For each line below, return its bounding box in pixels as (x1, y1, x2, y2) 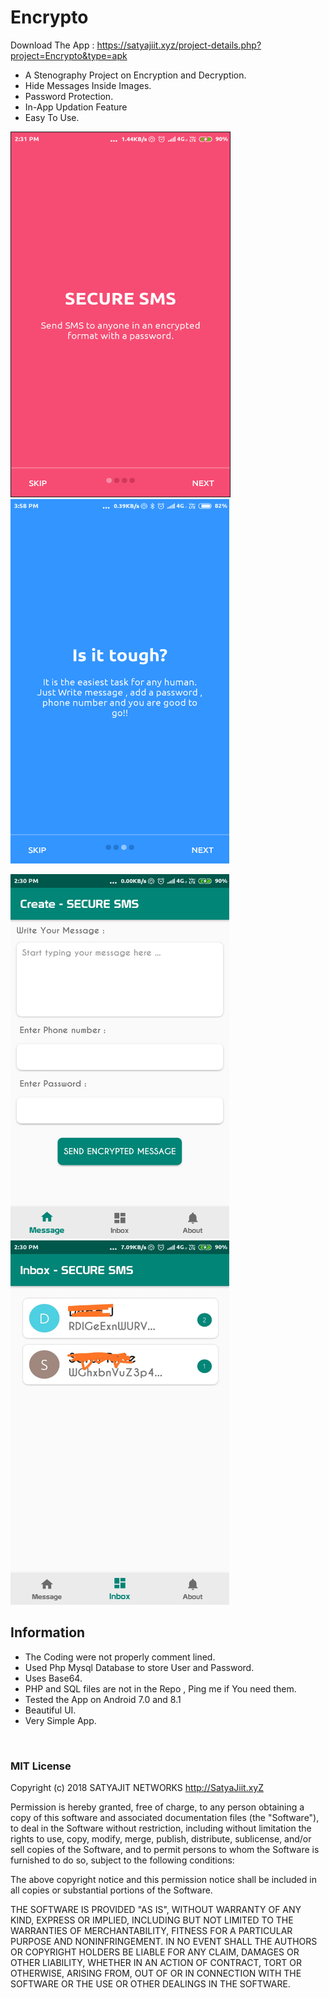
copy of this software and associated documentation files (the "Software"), (10, 1812, 320, 1824)
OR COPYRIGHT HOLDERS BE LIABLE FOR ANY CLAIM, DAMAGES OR (10, 1946, 300, 1958)
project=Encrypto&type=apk (10, 49, 128, 61)
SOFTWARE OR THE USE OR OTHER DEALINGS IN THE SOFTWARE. (10, 1978, 291, 1990)
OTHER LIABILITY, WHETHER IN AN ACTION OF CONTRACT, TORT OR (10, 1957, 302, 1969)
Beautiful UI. (24, 1704, 77, 1716)
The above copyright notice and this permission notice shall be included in (10, 1874, 317, 1886)
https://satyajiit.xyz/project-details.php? (96, 39, 262, 51)
